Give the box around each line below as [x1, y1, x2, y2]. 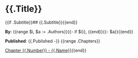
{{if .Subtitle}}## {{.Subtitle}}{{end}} [5, 19, 78, 25]
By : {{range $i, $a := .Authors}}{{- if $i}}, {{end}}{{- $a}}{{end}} [5, 29, 134, 34]
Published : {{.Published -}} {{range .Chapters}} [5, 38, 101, 44]
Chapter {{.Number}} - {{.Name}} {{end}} [5, 47, 86, 53]
